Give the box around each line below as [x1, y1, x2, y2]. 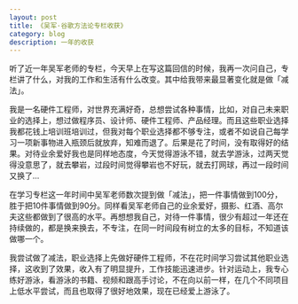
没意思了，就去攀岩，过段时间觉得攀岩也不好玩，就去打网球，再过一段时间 [16, 160, 289, 170]
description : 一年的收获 [9, 37, 95, 47]
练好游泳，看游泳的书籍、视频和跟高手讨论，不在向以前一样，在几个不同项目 [9, 275, 289, 285]
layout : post [9, 12, 58, 22]
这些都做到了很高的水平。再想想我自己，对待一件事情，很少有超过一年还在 [16, 212, 289, 222]
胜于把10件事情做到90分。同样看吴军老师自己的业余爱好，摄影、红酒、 [9, 200, 269, 211]
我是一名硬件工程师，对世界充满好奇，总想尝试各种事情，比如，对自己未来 [9, 104, 281, 115]
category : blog [9, 29, 66, 38]
